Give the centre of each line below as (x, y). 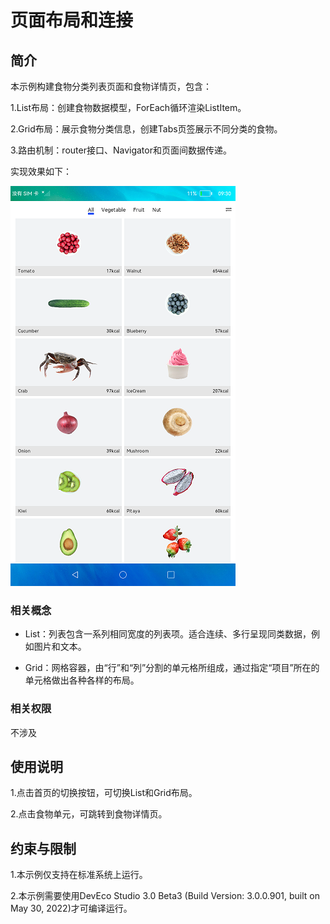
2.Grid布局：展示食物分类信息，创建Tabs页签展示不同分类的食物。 (146, 129)
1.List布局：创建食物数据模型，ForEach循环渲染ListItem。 (128, 107)
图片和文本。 (60, 647)
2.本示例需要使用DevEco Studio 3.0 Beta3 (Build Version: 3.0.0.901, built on (165, 896)
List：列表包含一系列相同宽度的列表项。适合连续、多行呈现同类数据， (168, 634)
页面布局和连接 (72, 20)
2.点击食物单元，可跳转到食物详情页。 (89, 814)
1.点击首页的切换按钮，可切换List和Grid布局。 (104, 793)
